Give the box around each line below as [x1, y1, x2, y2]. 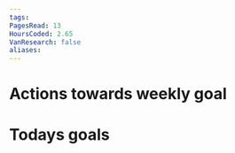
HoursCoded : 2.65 [9, 29, 74, 38]
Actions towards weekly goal [9, 84, 228, 104]
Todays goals [9, 125, 110, 144]
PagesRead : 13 [9, 21, 62, 30]
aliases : [9, 46, 42, 55]
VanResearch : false [9, 37, 82, 47]
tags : [9, 12, 29, 22]
